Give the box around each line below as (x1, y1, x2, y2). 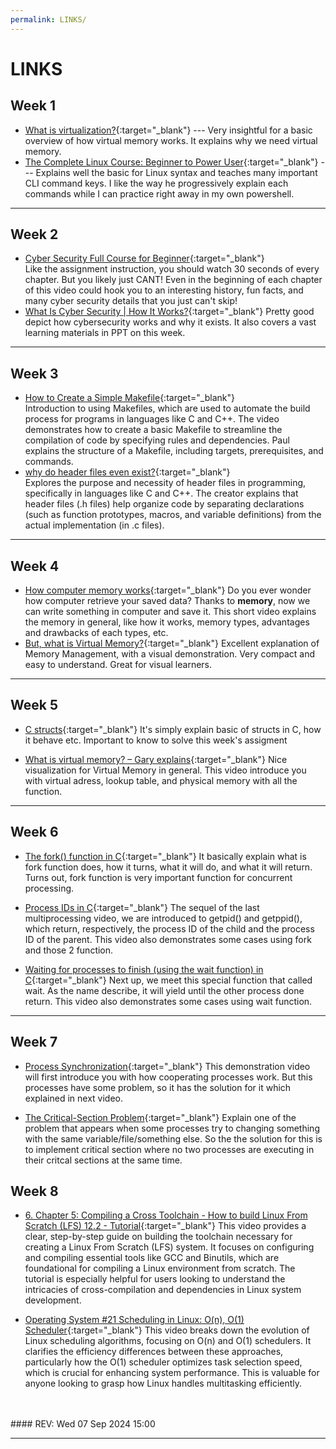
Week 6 (10, 824, 59, 841)
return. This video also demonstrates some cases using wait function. (24, 995, 313, 1007)
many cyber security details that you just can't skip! (24, 295, 238, 307)
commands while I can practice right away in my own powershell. (24, 187, 295, 200)
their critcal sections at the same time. (24, 1154, 183, 1166)
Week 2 (10, 226, 59, 243)
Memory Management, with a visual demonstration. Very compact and (24, 648, 315, 660)
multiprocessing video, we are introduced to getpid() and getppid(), (24, 912, 303, 924)
